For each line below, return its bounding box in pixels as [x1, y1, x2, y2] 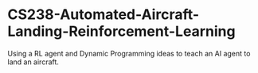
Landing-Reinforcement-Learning [7, 22, 236, 40]
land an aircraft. [7, 57, 59, 67]
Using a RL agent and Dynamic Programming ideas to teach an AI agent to [7, 48, 251, 58]
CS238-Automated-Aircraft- [7, 6, 200, 24]
